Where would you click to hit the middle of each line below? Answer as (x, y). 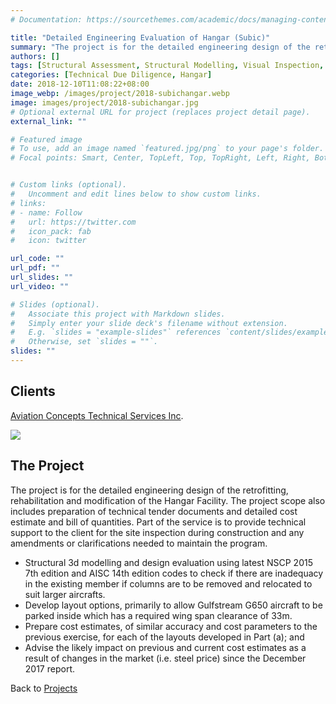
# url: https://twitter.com (73, 222)
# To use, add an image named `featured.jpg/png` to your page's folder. (167, 149)
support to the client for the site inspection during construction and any (157, 532)
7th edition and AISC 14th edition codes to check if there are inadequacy (174, 573)
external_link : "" (48, 121)
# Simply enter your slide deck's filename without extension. (149, 323)
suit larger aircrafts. (65, 594)
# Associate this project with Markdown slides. (118, 314)
